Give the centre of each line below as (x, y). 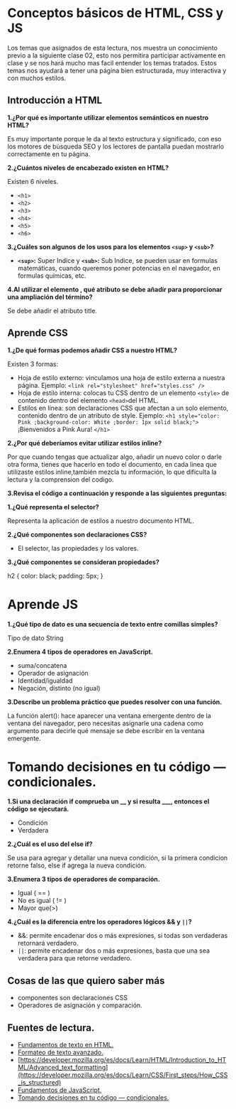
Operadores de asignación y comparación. (80, 1005)
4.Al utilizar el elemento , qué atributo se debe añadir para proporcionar (115, 289)
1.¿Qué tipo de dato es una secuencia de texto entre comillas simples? (113, 624)
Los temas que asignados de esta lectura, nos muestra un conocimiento (113, 48)
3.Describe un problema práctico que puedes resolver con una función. (115, 702)
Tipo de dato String (35, 638)
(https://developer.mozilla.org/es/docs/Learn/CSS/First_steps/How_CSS (123, 1075)
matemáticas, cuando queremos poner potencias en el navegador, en (119, 268)
